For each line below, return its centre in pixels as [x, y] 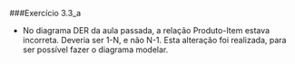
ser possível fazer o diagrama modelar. [95, 50]
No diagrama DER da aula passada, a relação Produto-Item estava [146, 30]
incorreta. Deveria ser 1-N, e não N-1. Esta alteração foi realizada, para [154, 40]
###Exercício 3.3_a [45, 13]
